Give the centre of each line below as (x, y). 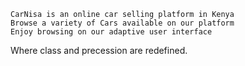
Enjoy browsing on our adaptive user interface (111, 32)
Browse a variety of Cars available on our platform (122, 23)
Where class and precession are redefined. (99, 50)
